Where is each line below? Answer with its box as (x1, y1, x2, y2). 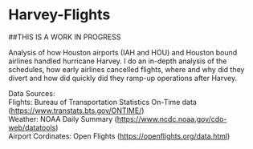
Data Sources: (8, 88, 55, 98)
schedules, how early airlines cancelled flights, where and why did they (8, 64, 245, 74)
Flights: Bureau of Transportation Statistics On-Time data (8, 97, 197, 107)
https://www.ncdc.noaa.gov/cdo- (116, 114, 227, 123)
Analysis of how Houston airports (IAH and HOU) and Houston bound (8, 47, 238, 57)
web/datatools (8, 123, 56, 132)
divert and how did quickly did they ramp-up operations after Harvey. (8, 73, 238, 83)
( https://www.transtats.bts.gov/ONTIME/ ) (8, 106, 145, 115)
